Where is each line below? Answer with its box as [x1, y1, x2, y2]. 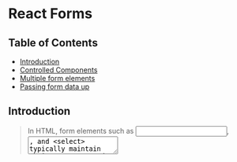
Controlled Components [19, 65, 98, 75]
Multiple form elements [19, 74, 96, 83]
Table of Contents [8, 36, 99, 50]
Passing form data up [19, 82, 90, 91]
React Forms [8, 5, 93, 23]
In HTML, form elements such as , [27, 126, 229, 135]
